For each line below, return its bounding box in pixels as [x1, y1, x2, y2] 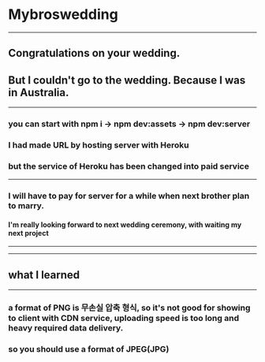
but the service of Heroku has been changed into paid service [8, 160, 250, 171]
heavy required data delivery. [8, 323, 124, 334]
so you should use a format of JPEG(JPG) [8, 344, 170, 355]
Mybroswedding [8, 6, 118, 24]
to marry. [8, 200, 45, 211]
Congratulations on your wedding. [8, 47, 181, 60]
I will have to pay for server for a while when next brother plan [8, 191, 250, 202]
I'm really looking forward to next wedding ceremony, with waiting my [8, 219, 242, 230]
